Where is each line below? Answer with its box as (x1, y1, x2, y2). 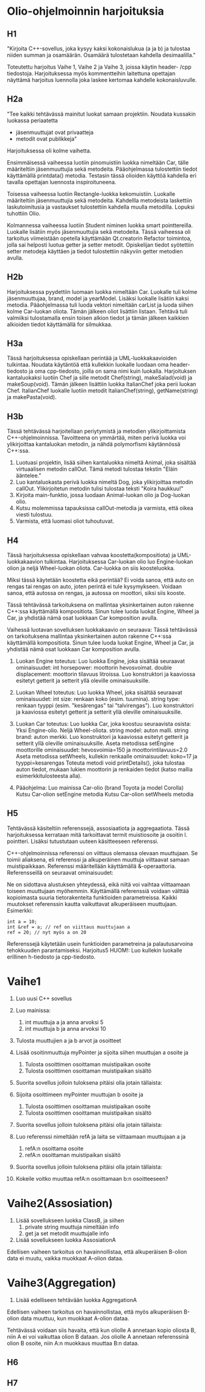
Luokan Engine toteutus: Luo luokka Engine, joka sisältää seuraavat (15, 657, 185, 665)
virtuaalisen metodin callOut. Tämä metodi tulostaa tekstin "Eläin (15, 465, 178, 473)
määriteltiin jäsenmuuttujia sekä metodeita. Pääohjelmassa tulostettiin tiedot (7, 165, 198, 173)
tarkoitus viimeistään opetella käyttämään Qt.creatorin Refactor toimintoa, (7, 234, 192, 242)
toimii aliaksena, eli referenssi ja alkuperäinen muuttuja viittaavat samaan (7, 856, 190, 863)
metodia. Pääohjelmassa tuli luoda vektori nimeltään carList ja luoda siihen (7, 301, 194, 309)
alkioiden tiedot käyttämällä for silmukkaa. (7, 320, 113, 328)
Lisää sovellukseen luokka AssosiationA (15, 1236, 117, 1243)
